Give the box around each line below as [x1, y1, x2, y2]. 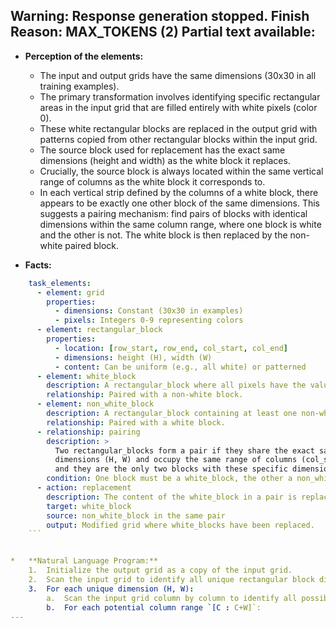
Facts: [24, 259, 52, 271]
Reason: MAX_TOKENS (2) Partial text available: [10, 24, 316, 41]
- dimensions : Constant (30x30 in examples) [54, 306, 244, 316]
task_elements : [28, 278, 92, 288]
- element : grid [36, 287, 105, 298]
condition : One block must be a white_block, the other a [46, 474, 293, 484]
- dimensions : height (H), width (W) [54, 352, 213, 363]
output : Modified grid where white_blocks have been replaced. [46, 520, 315, 530]
